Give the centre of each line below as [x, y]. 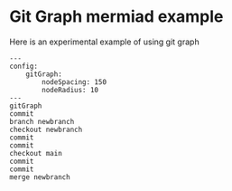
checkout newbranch [46, 129]
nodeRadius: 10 [70, 90]
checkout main [36, 153]
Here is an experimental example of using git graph [105, 42]
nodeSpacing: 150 [74, 82]
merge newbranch [40, 177]
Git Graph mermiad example [116, 17]
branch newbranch [42, 121]
